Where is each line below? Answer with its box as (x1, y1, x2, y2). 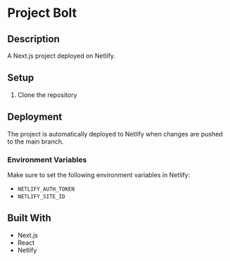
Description (7, 33, 60, 45)
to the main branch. (7, 137, 64, 146)
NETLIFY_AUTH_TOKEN (17, 185, 75, 193)
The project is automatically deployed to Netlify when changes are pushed (7, 129, 223, 138)
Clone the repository (17, 90, 77, 99)
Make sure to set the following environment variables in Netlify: (7, 170, 191, 179)
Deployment (7, 111, 63, 123)
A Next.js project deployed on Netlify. (7, 51, 116, 60)
